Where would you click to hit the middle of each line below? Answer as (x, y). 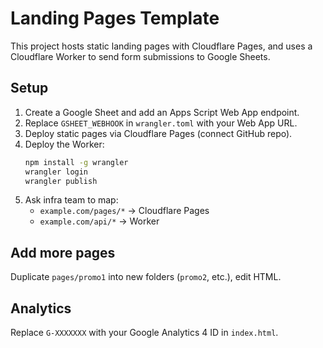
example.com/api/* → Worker (99, 221)
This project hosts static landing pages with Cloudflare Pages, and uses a (161, 46)
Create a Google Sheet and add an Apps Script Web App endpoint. (162, 112)
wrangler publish (61, 181)
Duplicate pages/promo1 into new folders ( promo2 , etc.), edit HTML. (146, 277)
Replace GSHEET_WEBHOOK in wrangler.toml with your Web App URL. (161, 123)
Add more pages (63, 252)
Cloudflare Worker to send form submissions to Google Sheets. (140, 56)
